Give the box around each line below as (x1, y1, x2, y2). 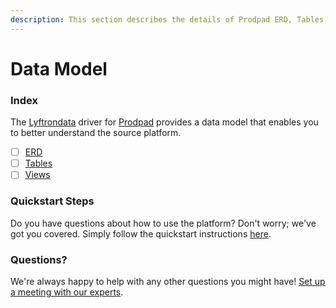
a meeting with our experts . (10, 286, 124, 298)
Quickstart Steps (10, 194, 95, 208)
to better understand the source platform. (10, 127, 182, 139)
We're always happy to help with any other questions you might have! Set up (10, 275, 326, 287)
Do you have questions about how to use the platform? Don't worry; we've (10, 217, 317, 229)
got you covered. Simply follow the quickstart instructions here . (10, 227, 272, 240)
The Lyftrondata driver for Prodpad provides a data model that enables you (10, 116, 319, 128)
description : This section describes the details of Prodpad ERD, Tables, (10, 14, 329, 25)
